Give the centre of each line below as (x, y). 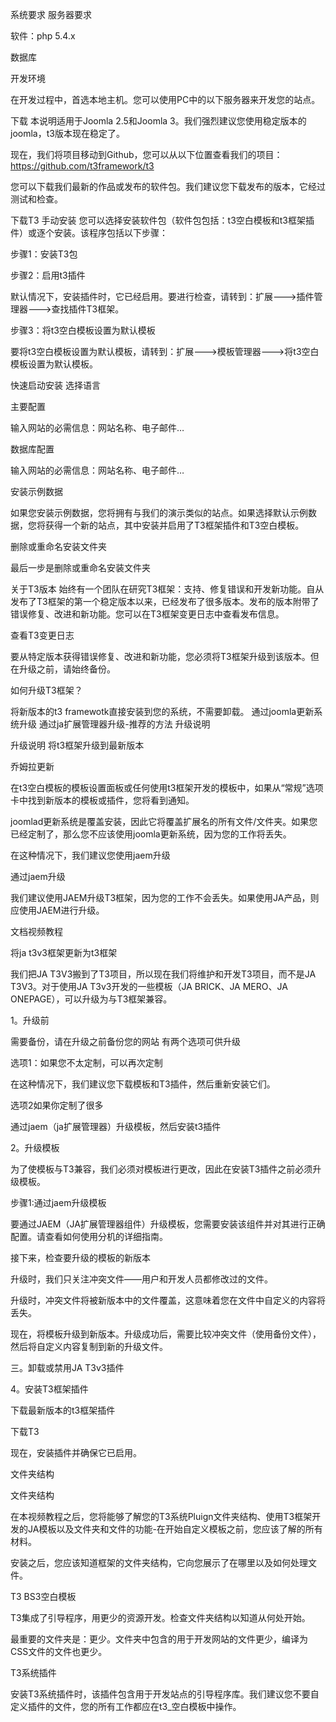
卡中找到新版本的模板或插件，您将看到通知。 (102, 800)
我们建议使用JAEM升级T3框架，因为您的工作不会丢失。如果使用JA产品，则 (165, 897)
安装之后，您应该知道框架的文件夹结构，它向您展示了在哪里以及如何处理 (159, 1562)
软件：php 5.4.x (43, 36)
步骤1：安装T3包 (44, 254)
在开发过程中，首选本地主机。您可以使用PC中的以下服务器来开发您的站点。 (165, 99)
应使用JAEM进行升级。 (57, 910)
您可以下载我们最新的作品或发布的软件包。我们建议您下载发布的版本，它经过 (168, 186)
